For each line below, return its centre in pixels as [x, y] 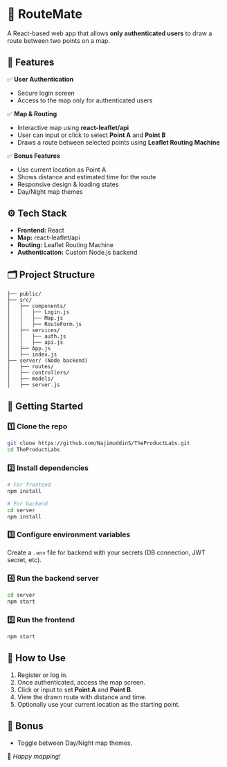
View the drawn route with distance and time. [82, 697]
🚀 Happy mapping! [34, 756]
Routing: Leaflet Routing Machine [65, 244]
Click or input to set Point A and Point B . [75, 689]
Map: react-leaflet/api [49, 237]
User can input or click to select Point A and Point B [91, 135]
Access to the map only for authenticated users [85, 100]
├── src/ [20, 300]
